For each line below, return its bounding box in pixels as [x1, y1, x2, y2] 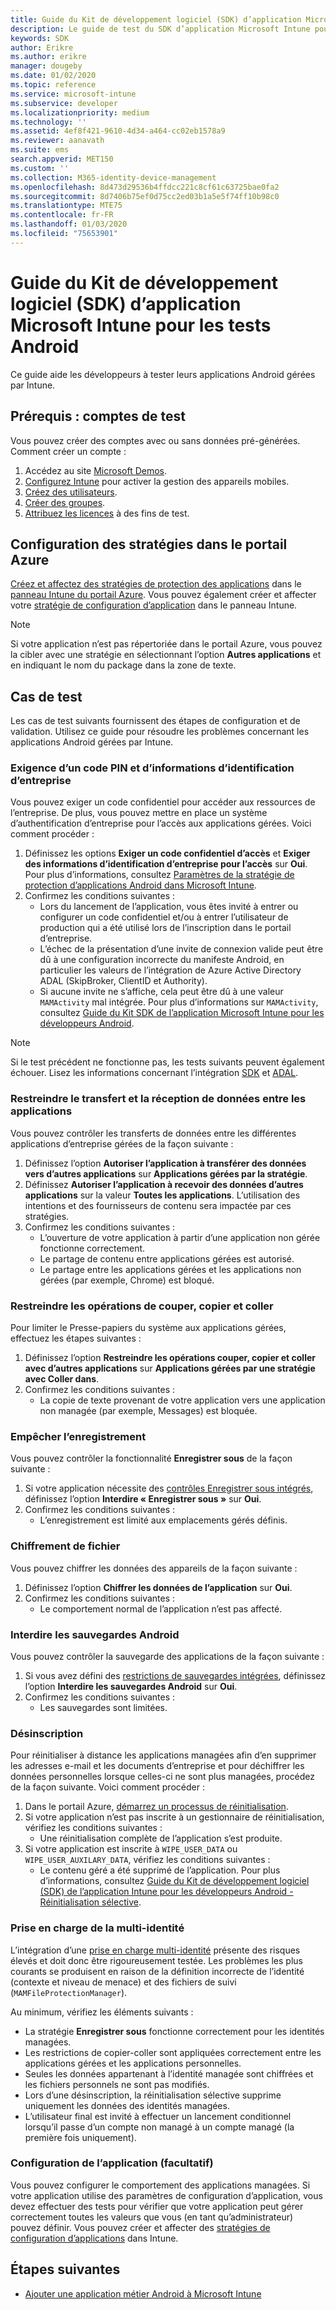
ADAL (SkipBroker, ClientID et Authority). [39, 975, 208, 987]
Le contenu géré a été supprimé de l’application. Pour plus [39, 1864, 281, 1876]
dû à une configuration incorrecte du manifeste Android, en [39, 954, 285, 966]
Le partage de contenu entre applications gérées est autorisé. [39, 1252, 295, 1265]
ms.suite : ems [10, 145, 70, 155]
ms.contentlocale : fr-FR [10, 210, 114, 220]
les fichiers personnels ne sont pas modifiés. [24, 2078, 210, 2090]
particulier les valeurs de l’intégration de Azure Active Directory [39, 964, 302, 976]
